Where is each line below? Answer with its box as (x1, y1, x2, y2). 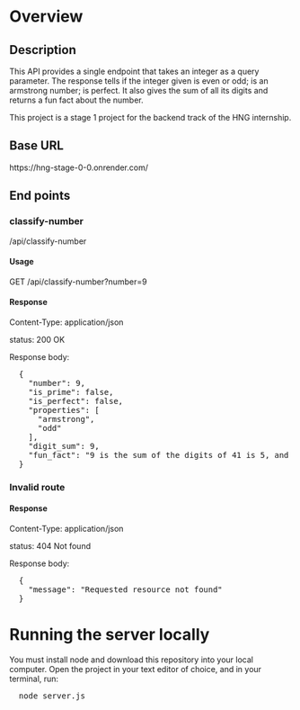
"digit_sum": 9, (28, 441, 101, 451)
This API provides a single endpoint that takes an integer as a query (9, 66, 260, 76)
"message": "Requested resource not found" (28, 585, 223, 595)
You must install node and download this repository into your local (9, 654, 254, 665)
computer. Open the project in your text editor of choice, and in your (9, 663, 262, 674)
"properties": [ (28, 405, 101, 415)
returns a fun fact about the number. (9, 94, 144, 105)
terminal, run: (9, 673, 59, 684)
